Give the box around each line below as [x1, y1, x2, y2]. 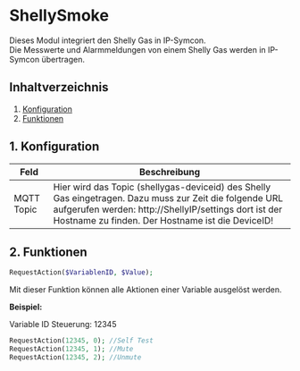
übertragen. [41, 54, 85, 64]
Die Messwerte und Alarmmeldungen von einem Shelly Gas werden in [9, 44, 266, 55]
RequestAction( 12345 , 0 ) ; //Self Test [9, 336, 154, 345]
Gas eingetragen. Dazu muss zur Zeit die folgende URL [53, 191, 284, 204]
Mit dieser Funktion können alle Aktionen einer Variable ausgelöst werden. [9, 284, 282, 295]
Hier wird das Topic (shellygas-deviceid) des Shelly [53, 181, 271, 193]
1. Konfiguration [9, 139, 100, 155]
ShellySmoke [9, 5, 110, 26]
